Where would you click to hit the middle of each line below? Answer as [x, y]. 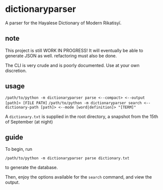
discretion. [16, 70]
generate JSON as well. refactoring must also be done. [61, 56]
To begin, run [19, 149]
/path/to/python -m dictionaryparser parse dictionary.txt [67, 158]
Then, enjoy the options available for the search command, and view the [79, 177]
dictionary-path [22, 107]
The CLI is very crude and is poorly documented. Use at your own [72, 65]
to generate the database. [31, 168]
